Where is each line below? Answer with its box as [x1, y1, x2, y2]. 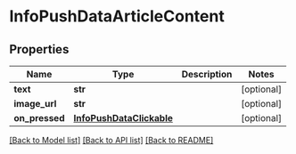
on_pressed [13, 112, 65, 124]
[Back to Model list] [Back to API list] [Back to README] [9, 135, 214, 145]
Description [181, 69, 233, 80]
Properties [9, 42, 70, 57]
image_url [13, 98, 57, 109]
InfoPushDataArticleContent [9, 6, 225, 27]
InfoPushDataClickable [73, 112, 174, 124]
